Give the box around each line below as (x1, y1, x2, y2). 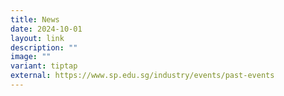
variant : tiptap (10, 61, 78, 71)
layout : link (10, 33, 65, 43)
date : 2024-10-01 (10, 24, 83, 34)
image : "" (10, 52, 52, 62)
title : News (10, 14, 60, 25)
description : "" (10, 42, 78, 53)
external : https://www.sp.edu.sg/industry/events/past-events (10, 71, 275, 81)
